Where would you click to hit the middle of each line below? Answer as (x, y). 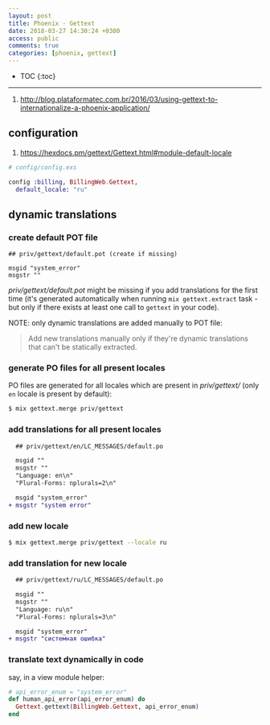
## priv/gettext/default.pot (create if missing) (93, 255)
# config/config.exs (43, 167)
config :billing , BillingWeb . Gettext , (73, 182)
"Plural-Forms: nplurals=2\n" (66, 483)
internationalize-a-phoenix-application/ (85, 108)
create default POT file (53, 237)
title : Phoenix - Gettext (51, 23)
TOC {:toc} (38, 76)
